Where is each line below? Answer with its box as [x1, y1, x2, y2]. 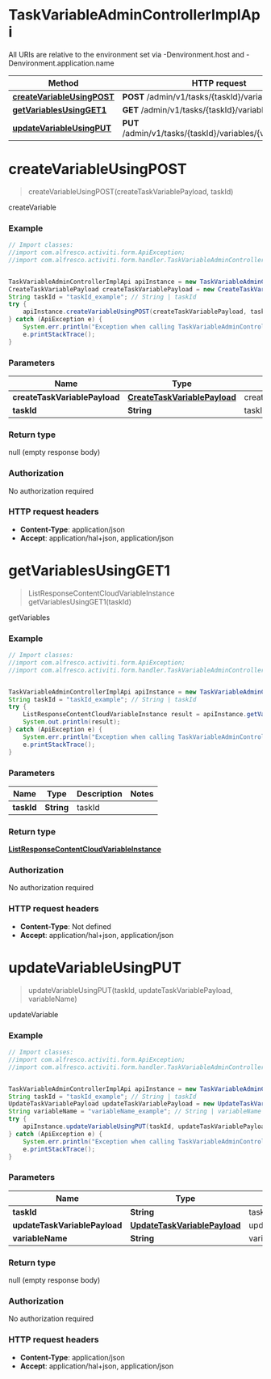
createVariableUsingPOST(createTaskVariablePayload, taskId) [27, 186, 234, 196]
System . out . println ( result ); [23, 718, 121, 726]
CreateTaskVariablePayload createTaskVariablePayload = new [8, 285, 215, 293]
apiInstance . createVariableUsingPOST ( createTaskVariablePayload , [23, 308, 248, 316]
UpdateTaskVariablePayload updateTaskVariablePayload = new [8, 1100, 215, 1108]
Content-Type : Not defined [19, 921, 111, 931]
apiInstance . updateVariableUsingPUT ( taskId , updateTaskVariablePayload [23, 1122, 269, 1131]
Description [76, 787, 123, 799]
